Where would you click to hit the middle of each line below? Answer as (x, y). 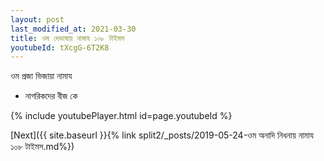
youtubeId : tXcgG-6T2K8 (60, 47)
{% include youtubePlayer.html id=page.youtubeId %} (121, 116)
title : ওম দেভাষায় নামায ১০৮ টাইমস (67, 38)
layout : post (37, 19)
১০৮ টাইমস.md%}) (42, 147)
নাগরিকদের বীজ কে (51, 96)
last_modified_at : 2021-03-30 (73, 29)
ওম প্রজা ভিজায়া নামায (41, 76)
